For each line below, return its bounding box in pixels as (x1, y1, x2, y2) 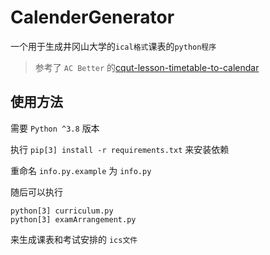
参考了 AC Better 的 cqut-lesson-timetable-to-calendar (34, 61, 260, 73)
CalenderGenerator (10, 6, 175, 29)
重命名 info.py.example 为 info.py (10, 164, 152, 176)
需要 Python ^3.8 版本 (10, 122, 100, 134)
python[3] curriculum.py (10, 206, 114, 216)
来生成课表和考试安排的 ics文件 (10, 233, 138, 245)
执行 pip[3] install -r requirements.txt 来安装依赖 (10, 143, 230, 155)
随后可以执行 (10, 186, 63, 198)
